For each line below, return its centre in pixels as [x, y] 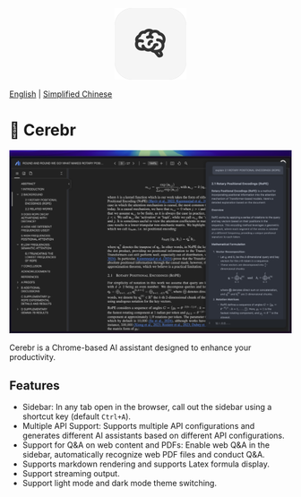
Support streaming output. [71, 474]
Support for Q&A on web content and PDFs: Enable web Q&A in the [146, 445]
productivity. [33, 357]
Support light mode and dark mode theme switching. [120, 484]
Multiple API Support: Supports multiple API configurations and [138, 426]
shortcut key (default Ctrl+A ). [77, 416]
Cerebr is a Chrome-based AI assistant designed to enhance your [130, 347]
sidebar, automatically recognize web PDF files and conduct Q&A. [144, 455]
